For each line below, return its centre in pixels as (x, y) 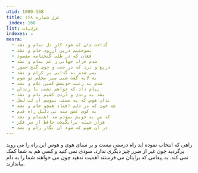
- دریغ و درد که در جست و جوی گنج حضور (61, 67)
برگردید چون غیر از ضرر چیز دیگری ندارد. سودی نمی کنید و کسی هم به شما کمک (95, 151)
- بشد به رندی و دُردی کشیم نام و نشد (58, 95)
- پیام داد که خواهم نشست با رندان (56, 89)
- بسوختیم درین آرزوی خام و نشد (52, 51)
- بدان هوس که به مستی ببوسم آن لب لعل (61, 100)
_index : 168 (21, 23)
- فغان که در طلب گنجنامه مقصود (52, 56)
